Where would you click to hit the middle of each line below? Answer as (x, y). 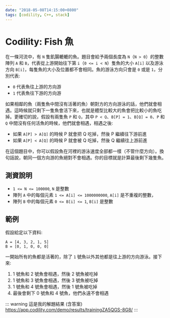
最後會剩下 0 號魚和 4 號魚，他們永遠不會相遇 (60, 293)
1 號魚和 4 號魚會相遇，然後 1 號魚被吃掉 (55, 287)
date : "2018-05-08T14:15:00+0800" (42, 10)
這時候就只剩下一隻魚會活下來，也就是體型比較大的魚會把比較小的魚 (86, 110)
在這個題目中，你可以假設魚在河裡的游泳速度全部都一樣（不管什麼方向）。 (82, 151)
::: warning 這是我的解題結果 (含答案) (44, 304)
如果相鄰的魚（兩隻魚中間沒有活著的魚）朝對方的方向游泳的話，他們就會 (81, 104)
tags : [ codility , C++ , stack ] (38, 15)
